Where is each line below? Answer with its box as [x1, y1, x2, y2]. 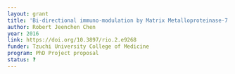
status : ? [7, 56, 37, 63]
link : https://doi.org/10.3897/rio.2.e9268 [7, 37, 137, 44]
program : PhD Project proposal [7, 50, 99, 57]
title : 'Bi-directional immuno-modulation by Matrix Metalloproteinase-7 [7, 17, 229, 24]
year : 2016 [7, 30, 39, 37]
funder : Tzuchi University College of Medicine [7, 43, 150, 50]
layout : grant [7, 10, 49, 18]
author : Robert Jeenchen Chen [7, 23, 96, 30]
